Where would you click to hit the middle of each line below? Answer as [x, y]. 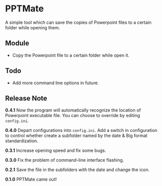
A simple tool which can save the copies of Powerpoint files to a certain [78, 22]
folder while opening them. [33, 27]
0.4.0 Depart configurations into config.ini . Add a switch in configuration [81, 130]
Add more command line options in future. [56, 83]
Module [17, 43]
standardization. [22, 141]
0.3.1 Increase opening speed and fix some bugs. [56, 151]
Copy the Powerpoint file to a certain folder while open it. [71, 55]
